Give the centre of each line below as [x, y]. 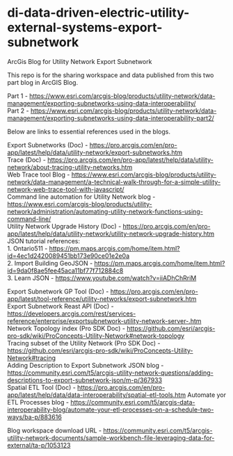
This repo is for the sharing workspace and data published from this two [111, 75]
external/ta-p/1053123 [39, 445]
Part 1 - [17, 96]
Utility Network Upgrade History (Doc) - [64, 226]
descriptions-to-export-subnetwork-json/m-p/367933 [85, 380]
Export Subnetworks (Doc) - [48, 145]
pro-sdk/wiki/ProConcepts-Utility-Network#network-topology [96, 336]
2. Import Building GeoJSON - [50, 263]
